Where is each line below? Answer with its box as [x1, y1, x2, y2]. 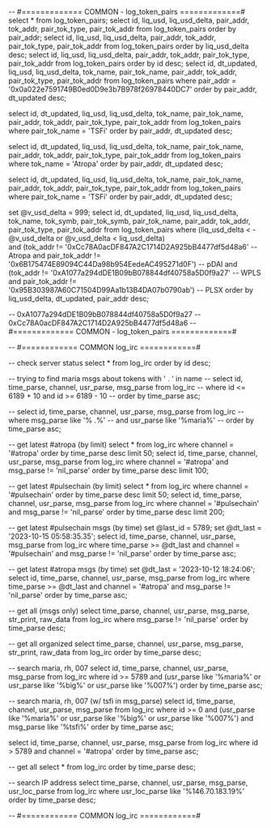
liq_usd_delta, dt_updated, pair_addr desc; [8, 294, 150, 303]
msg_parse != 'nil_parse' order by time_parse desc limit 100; [8, 465, 209, 475]
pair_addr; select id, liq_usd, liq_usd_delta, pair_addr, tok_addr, [8, 32, 217, 42]
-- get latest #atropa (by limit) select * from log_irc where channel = [8, 440, 235, 449]
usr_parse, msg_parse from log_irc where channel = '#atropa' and [8, 457, 229, 466]
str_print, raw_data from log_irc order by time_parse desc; [8, 648, 201, 657]
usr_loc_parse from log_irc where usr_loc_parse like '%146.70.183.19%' [8, 787, 245, 796]
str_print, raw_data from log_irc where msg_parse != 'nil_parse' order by [8, 615, 249, 624]
